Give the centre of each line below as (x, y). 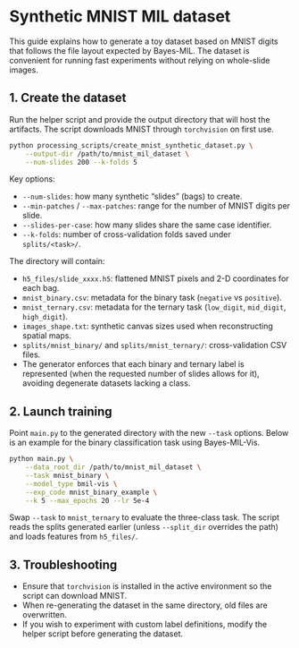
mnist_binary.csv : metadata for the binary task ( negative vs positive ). (152, 298)
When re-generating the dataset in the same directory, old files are (145, 605)
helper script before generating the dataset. (103, 634)
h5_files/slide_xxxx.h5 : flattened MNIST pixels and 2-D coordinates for (155, 278)
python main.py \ (42, 459)
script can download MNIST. (75, 596)
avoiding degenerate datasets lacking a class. (106, 383)
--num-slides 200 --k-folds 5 (82, 162)
